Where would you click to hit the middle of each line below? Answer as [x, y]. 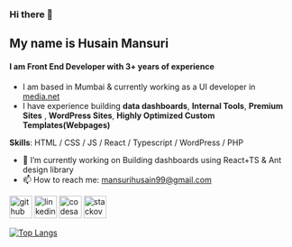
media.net [41, 96]
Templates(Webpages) [66, 124]
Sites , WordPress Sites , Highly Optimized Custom [119, 115]
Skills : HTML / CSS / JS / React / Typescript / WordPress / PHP [127, 142]
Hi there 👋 [32, 14]
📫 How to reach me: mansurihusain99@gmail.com [117, 179]
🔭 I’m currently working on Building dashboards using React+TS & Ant [152, 160]
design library [48, 169]
